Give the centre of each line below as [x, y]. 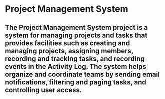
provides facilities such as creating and [68, 43]
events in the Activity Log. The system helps [76, 66]
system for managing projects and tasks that [76, 35]
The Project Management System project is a [77, 28]
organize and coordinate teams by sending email [82, 74]
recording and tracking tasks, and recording [75, 58]
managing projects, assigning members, [69, 51]
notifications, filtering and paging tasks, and [76, 82]
